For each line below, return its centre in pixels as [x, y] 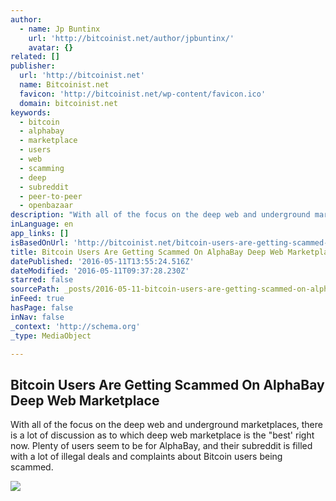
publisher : [33, 66]
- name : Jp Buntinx [60, 29]
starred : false [42, 280]
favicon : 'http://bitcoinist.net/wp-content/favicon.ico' [143, 94]
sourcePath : [35, 289]
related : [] [35, 57]
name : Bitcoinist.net [64, 85]
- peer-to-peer [51, 196]
